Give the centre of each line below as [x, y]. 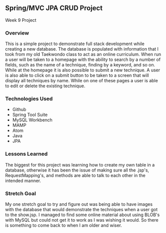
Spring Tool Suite [30, 115]
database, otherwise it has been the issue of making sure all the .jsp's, [77, 170]
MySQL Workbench [32, 120]
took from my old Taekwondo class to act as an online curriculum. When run [83, 55]
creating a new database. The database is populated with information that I [82, 49]
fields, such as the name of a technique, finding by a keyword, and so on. [80, 65]
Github [19, 110]
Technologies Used [29, 99]
